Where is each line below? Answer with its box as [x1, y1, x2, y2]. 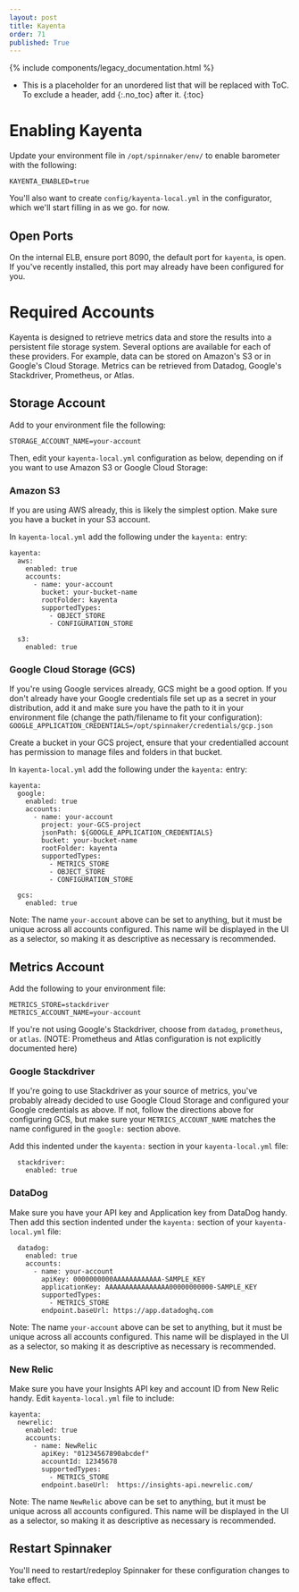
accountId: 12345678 [41, 1457, 118, 1467]
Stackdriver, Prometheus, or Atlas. [9, 369, 136, 380]
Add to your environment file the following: [9, 419, 167, 430]
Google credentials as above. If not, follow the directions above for [9, 1105, 254, 1115]
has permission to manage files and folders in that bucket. [9, 747, 223, 758]
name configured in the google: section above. [9, 1123, 181, 1134]
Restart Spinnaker [9, 1541, 112, 1556]
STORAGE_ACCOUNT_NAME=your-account [9, 436, 142, 445]
